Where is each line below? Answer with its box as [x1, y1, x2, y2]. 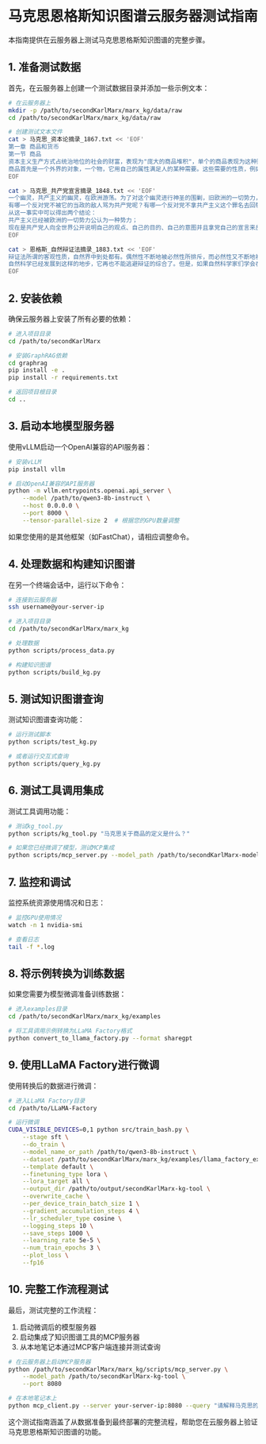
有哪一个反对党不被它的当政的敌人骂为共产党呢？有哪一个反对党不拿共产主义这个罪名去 [8, 202, 250, 210]
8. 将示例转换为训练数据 [8, 967, 125, 980]
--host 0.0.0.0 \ [22, 502, 80, 510]
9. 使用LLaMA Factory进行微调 [8, 1058, 160, 1072]
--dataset [22, 1155, 55, 1164]
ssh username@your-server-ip [8, 603, 104, 612]
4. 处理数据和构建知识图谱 [8, 558, 135, 571]
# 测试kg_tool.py [8, 822, 63, 830]
